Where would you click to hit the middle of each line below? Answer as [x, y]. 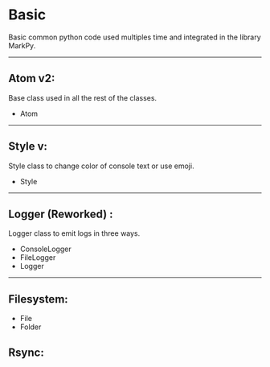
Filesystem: [38, 299]
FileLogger [38, 258]
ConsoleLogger [45, 249]
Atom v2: [32, 78]
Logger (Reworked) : [61, 214]
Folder [31, 327]
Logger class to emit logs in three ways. [74, 233]
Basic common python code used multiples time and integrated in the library [135, 37]
